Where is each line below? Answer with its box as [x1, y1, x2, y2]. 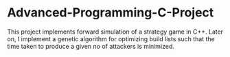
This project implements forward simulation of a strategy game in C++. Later [7, 27, 224, 36]
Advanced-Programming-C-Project [7, 5, 214, 21]
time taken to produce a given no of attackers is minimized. [7, 42, 175, 50]
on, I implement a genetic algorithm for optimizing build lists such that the [7, 34, 215, 43]
